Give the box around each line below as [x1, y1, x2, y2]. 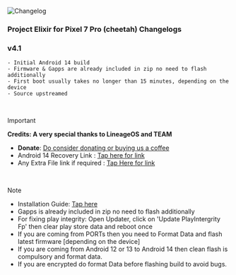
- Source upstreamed [7, 90, 69, 98]
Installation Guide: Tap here [17, 200, 98, 209]
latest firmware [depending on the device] [17, 238, 141, 246]
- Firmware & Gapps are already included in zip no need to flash [7, 66, 207, 73]
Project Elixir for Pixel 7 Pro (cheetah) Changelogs [7, 24, 182, 34]
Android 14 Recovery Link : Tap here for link [17, 151, 145, 160]
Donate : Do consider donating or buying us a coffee [17, 144, 170, 152]
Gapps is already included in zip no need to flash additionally [17, 207, 196, 216]
